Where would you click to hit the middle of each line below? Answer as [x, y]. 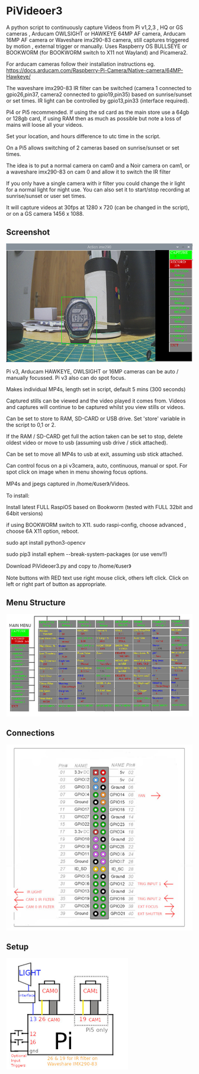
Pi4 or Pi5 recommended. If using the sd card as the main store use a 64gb [98, 112]
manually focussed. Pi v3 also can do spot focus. [66, 378]
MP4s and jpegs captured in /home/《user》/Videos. [68, 484]
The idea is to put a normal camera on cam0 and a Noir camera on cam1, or [98, 165]
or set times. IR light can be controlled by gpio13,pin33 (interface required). [98, 100]
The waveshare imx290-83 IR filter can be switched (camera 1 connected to [99, 88]
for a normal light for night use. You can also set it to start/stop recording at [98, 189]
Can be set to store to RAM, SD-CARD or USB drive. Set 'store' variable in [96, 418]
